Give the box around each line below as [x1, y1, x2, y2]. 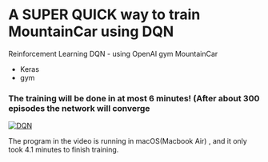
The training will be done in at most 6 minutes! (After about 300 [8, 93, 260, 104]
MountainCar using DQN [8, 22, 174, 41]
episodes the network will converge [8, 102, 150, 113]
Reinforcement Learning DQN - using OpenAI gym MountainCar [8, 49, 218, 58]
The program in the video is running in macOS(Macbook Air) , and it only [8, 136, 248, 146]
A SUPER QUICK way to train [8, 6, 201, 24]
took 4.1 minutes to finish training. [8, 145, 119, 155]
